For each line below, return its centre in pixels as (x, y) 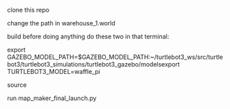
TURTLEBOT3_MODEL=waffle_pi (54, 72)
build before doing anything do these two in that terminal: (88, 36)
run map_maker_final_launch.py (52, 98)
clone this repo (28, 10)
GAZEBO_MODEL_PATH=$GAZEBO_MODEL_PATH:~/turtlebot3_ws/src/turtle (115, 57)
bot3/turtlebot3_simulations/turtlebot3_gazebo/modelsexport (93, 64)
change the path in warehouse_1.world (61, 23)
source (17, 85)
